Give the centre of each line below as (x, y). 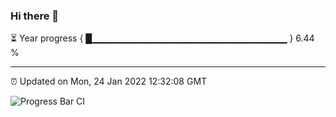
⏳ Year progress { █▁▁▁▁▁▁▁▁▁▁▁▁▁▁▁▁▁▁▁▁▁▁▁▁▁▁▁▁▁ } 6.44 (162, 38)
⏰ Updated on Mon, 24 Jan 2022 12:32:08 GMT (109, 81)
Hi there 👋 (35, 16)
